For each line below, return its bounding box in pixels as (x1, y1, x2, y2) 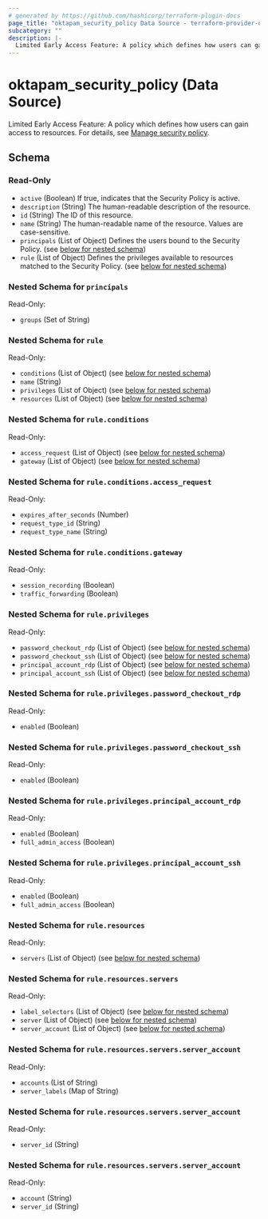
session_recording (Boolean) (19, 581, 116, 590)
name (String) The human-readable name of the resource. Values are (19, 218, 243, 228)
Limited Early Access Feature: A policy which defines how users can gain (8, 119, 249, 129)
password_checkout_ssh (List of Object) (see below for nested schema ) (19, 651, 251, 661)
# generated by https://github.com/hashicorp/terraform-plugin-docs (8, 11, 241, 20)
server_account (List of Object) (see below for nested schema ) (19, 1024, 226, 1033)
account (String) (19, 1193, 73, 1203)
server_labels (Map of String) (19, 1085, 119, 1096)
